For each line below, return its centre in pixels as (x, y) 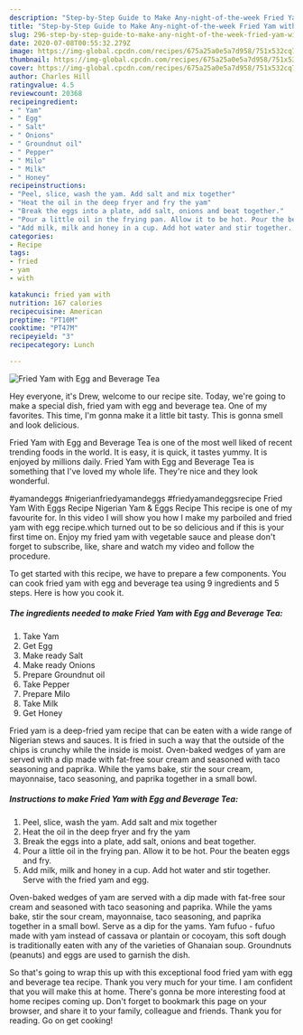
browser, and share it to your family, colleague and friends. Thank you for (146, 1011)
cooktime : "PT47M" (44, 328)
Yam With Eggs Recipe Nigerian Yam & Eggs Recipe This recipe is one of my (151, 508)
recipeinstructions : (48, 186)
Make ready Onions (59, 664)
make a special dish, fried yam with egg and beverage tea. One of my (138, 405)
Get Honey (42, 713)
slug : (19, 34)
